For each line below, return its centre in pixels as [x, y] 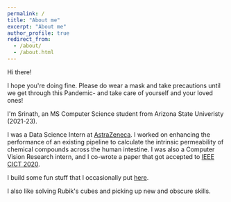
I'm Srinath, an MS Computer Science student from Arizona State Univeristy [115, 113]
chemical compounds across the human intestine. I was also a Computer [111, 149]
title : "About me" [34, 20]
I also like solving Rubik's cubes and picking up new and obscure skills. [109, 191]
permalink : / [26, 14]
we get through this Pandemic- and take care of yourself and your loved [110, 93]
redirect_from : [29, 40]
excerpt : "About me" [37, 26]
